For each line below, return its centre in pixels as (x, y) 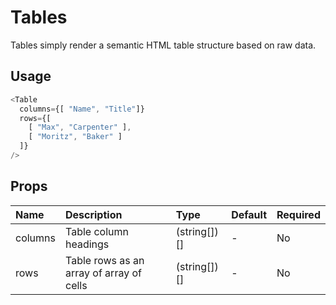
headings (87, 244)
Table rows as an (104, 260)
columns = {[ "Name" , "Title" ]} (82, 109)
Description (93, 214)
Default (249, 214)
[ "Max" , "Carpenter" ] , (80, 127)
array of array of (103, 273)
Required (298, 214)
